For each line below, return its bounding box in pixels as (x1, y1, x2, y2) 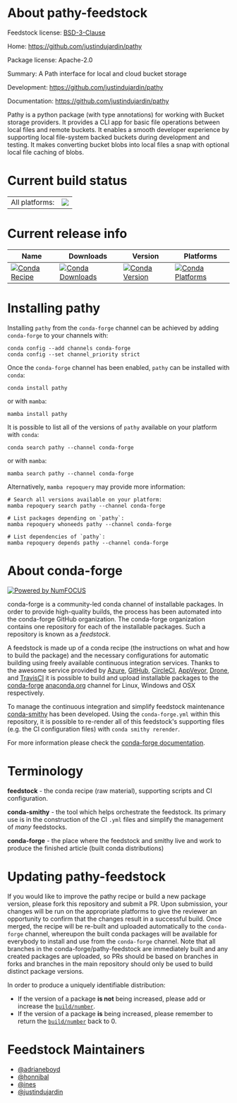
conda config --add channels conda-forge (7, 345, 131, 352)
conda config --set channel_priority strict (7, 351, 140, 358)
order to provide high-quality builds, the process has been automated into (7, 607, 222, 616)
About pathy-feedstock (7, 5, 148, 21)
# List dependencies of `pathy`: (7, 533, 106, 540)
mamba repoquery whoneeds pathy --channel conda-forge (7, 520, 172, 527)
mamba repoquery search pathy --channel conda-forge (7, 502, 166, 509)
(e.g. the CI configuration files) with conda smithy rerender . (7, 725, 180, 733)
